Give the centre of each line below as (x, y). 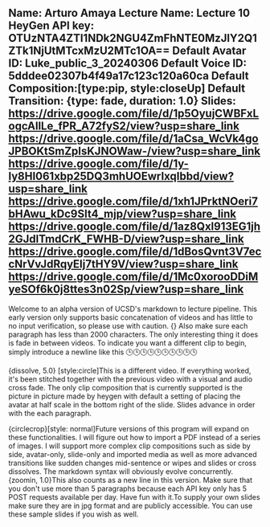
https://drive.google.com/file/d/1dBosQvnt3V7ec (135, 252)
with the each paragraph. (50, 413)
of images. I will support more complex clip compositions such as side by (129, 446)
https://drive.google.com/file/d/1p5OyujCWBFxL (134, 114)
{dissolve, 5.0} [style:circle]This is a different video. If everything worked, (130, 370)
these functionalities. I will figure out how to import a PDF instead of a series (135, 437)
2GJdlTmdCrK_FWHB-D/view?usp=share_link (127, 239)
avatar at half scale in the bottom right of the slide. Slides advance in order (132, 404)
